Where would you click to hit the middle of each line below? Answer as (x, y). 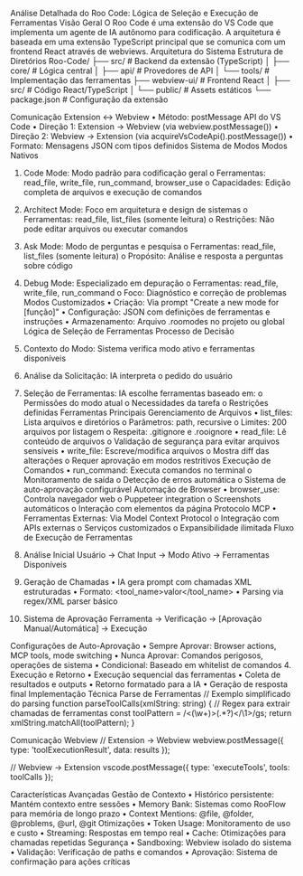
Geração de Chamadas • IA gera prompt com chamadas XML (137, 582)
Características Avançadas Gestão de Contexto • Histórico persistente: (142, 794)
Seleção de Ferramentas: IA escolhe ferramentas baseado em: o (143, 393)
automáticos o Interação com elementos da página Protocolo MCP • (150, 509)
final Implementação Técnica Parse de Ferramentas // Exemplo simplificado (151, 694)
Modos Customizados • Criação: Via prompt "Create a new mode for (151, 302)
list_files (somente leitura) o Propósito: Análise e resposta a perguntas (153, 256)
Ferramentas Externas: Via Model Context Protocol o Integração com (151, 518)
